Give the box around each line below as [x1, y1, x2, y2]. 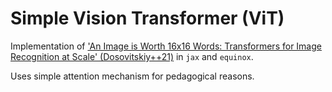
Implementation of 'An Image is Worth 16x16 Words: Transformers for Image [10, 40, 322, 52]
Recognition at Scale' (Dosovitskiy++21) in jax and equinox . [10, 50, 254, 62]
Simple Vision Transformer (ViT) [10, 7, 285, 30]
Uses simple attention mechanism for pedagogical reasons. [10, 70, 255, 82]
